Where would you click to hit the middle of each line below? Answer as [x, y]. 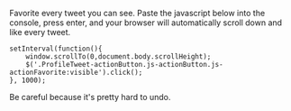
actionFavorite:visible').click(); [76, 72]
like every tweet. [40, 32]
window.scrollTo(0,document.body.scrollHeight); [118, 57]
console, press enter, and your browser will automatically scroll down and [145, 23]
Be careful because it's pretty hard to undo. [90, 97]
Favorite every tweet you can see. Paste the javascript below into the [137, 13]
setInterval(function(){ [56, 49]
